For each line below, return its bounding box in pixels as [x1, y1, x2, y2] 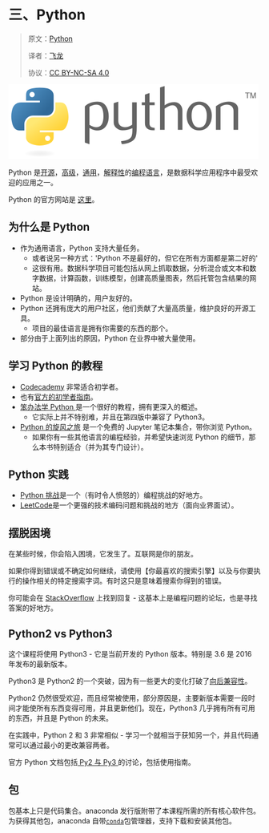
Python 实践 [8, 467, 70, 481]
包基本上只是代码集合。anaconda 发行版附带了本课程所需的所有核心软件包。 [8, 806, 261, 815]
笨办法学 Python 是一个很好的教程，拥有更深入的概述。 [19, 402, 203, 411]
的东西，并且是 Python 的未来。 [8, 714, 114, 722]
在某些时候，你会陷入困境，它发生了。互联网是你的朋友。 [8, 549, 198, 559]
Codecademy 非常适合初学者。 [19, 382, 122, 391]
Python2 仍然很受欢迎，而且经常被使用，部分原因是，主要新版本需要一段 [8, 693, 249, 702]
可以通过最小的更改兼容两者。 [14, 741, 114, 750]
